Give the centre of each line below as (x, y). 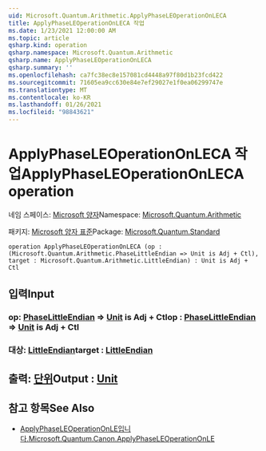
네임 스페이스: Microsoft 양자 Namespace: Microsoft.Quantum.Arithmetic (125, 214)
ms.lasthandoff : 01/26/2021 (55, 105)
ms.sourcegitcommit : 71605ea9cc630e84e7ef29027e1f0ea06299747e (116, 82)
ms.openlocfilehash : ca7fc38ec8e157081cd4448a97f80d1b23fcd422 (116, 75)
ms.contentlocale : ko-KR (50, 97)
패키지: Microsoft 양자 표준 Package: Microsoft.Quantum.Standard (114, 231)
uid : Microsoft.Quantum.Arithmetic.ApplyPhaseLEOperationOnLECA (117, 16)
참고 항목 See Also (52, 408)
